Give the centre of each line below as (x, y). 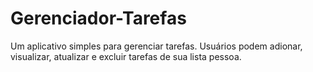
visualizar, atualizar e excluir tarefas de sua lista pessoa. (126, 56)
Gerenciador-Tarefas (98, 18)
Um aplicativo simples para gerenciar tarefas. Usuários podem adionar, (156, 46)
